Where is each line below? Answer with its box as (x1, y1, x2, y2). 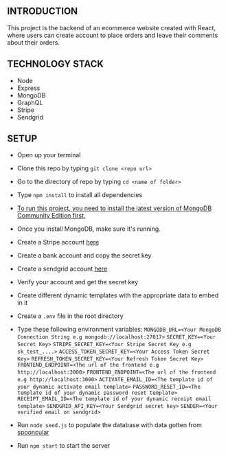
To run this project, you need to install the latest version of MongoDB (16, 204, 212, 212)
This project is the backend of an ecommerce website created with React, (7, 23, 216, 32)
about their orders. (7, 38, 60, 47)
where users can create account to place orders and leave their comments (7, 31, 218, 39)
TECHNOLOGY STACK (7, 58, 104, 70)
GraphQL (16, 98, 43, 106)
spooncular (16, 429, 49, 437)
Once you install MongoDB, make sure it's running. (16, 225, 161, 233)
